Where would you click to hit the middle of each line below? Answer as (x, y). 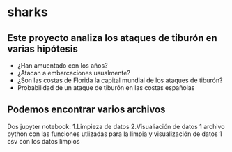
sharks (28, 12)
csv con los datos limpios (44, 141)
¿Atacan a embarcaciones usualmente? (74, 73)
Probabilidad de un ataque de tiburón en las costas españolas (106, 88)
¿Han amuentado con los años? (62, 66)
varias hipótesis (42, 48)
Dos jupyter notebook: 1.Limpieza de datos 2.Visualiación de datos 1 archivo (116, 126)
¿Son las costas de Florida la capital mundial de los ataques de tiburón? (120, 80)
